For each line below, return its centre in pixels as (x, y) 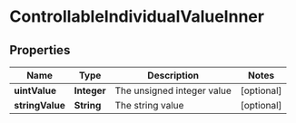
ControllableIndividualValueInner (137, 17)
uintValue (35, 90)
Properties (40, 50)
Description (173, 76)
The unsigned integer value (173, 90)
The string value (149, 105)
